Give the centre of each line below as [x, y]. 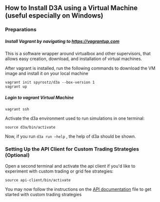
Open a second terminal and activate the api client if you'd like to [70, 166]
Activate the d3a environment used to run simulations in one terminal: [75, 118]
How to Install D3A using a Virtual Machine [71, 8]
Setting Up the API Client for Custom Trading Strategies [72, 149]
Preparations [21, 30]
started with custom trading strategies [43, 194]
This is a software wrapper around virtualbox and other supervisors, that [78, 54]
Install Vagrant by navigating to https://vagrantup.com [62, 41]
